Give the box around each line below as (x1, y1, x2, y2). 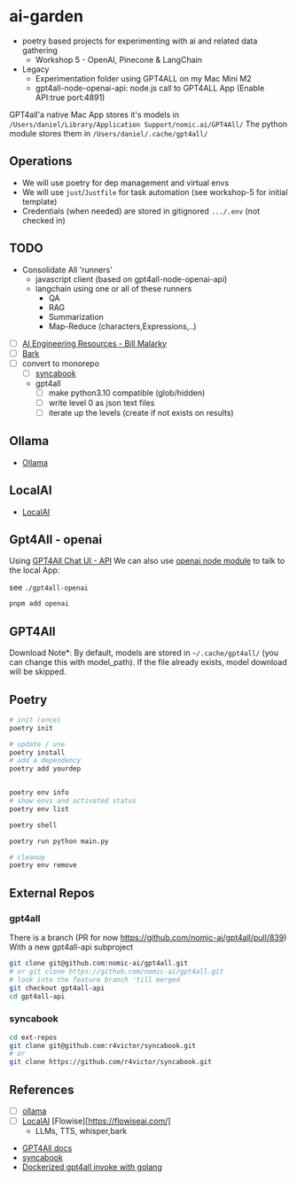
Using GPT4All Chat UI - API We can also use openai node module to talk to (9, 556, 285, 567)
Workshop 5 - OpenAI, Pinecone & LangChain (35, 54, 202, 65)
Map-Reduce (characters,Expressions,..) (48, 321, 197, 332)
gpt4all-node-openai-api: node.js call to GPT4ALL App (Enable (35, 82, 265, 93)
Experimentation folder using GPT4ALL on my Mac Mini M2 (35, 73, 252, 83)
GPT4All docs (21, 1143, 73, 1154)
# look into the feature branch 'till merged (9, 975, 180, 984)
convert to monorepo (21, 357, 100, 369)
